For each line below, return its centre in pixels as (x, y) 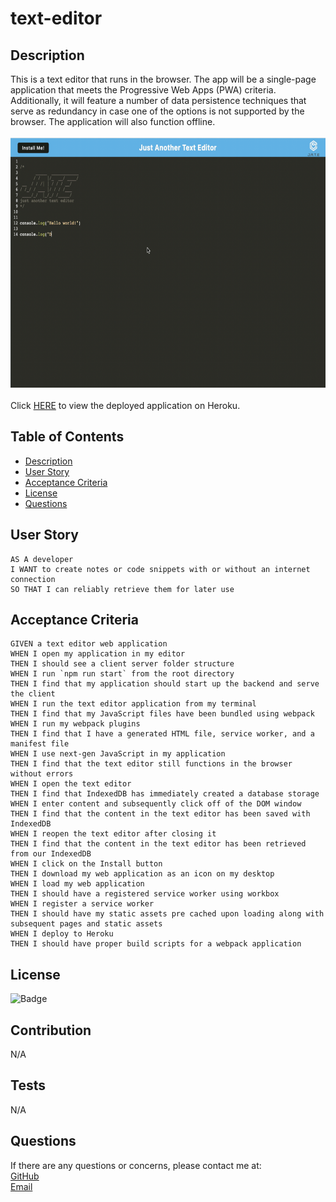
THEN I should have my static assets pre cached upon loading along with (167, 914)
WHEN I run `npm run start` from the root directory (122, 674)
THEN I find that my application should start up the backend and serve (165, 684)
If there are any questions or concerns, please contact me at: (136, 1165)
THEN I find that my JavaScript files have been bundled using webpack (162, 714)
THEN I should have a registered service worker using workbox (145, 894)
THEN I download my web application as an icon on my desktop (142, 874)
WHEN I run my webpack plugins (75, 724)
